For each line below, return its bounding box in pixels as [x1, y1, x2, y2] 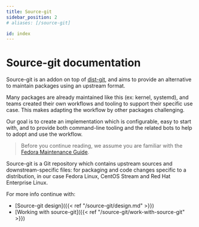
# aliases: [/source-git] [6, 20, 71, 26]
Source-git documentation [6, 56, 141, 70]
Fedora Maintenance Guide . [20, 148, 90, 156]
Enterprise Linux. [6, 179, 48, 186]
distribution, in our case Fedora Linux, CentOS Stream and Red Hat [6, 173, 171, 180]
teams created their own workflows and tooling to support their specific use [6, 100, 193, 107]
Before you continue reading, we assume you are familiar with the [20, 142, 183, 150]
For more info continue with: [6, 191, 76, 198]
